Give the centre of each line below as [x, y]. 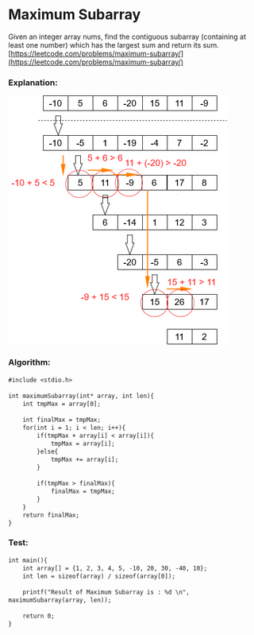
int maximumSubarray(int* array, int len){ [81, 396]
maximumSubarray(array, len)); [60, 600]
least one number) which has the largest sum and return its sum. [114, 45]
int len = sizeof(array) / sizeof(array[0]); [99, 576]
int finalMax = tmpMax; [62, 420]
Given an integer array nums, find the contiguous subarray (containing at [127, 37]
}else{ [48, 451]
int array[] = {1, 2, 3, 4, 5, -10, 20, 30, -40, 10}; [115, 568]
